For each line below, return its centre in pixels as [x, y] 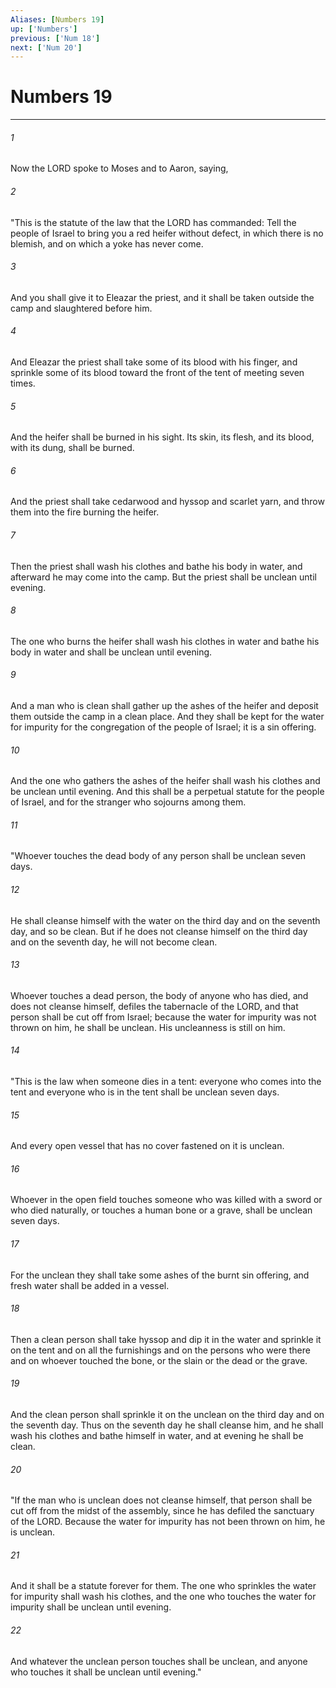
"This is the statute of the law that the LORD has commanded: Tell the [153, 222]
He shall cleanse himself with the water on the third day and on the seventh [165, 920]
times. [23, 383]
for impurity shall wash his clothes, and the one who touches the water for [163, 1597]
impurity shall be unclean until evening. [91, 1607]
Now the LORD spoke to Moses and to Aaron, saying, [119, 168]
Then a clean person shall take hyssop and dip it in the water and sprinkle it [166, 1339]
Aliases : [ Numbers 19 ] [57, 19]
